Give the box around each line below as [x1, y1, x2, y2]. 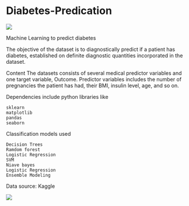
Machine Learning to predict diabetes [6, 34, 96, 42]
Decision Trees [6, 142, 43, 147]
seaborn [6, 120, 25, 126]
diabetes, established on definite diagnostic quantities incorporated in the [6, 51, 183, 59]
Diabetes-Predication [6, 4, 113, 18]
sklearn [6, 104, 25, 111]
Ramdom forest [6, 146, 41, 153]
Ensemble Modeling [6, 172, 51, 178]
